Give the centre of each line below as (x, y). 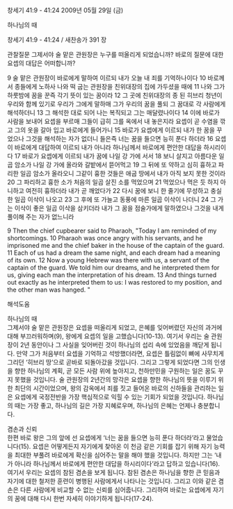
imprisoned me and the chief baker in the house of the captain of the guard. (116, 245)
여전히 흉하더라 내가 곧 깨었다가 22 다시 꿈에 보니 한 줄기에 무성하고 (117, 191)
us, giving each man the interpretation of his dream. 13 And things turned (112, 275)
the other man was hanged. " (49, 290)
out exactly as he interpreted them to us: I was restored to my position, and (115, 282)
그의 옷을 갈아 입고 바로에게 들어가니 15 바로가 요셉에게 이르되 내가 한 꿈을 (115, 130)
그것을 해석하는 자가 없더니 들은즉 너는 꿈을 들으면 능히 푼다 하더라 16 (119, 139)
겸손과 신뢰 (22, 429)
